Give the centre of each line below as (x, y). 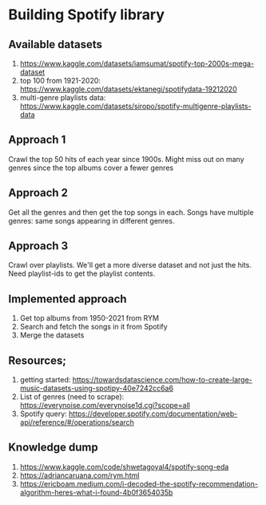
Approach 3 (38, 246)
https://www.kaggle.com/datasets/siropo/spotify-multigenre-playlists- (135, 106)
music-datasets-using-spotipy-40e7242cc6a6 (97, 388)
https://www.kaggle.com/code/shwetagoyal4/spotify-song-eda (124, 467)
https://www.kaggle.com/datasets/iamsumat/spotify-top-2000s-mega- (137, 63)
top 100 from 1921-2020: (60, 81)
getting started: (45, 380)
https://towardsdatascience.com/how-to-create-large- (163, 380)
